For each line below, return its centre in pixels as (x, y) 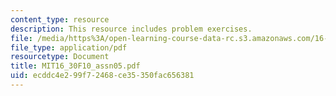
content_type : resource (60, 19)
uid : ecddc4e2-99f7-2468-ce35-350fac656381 (102, 76)
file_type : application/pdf (69, 47)
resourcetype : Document (60, 57)
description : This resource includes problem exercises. (131, 29)
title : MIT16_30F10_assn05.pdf (75, 66)
